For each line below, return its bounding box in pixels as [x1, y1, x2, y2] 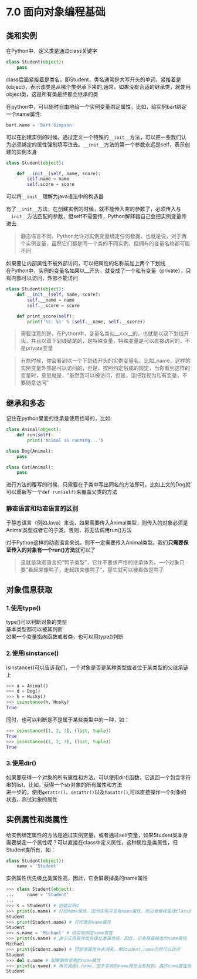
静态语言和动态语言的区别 [6, 504, 79, 513]
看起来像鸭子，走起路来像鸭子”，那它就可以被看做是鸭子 [28, 566, 164, 573]
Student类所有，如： [6, 846, 56, 853]
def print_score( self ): [16, 313, 75, 319]
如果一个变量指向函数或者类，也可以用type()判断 [6, 633, 124, 640]
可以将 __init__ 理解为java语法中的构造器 [6, 193, 104, 200]
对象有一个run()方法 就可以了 [26, 546, 96, 553]
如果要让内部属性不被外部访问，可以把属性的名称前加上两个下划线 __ [6, 260, 171, 267]
